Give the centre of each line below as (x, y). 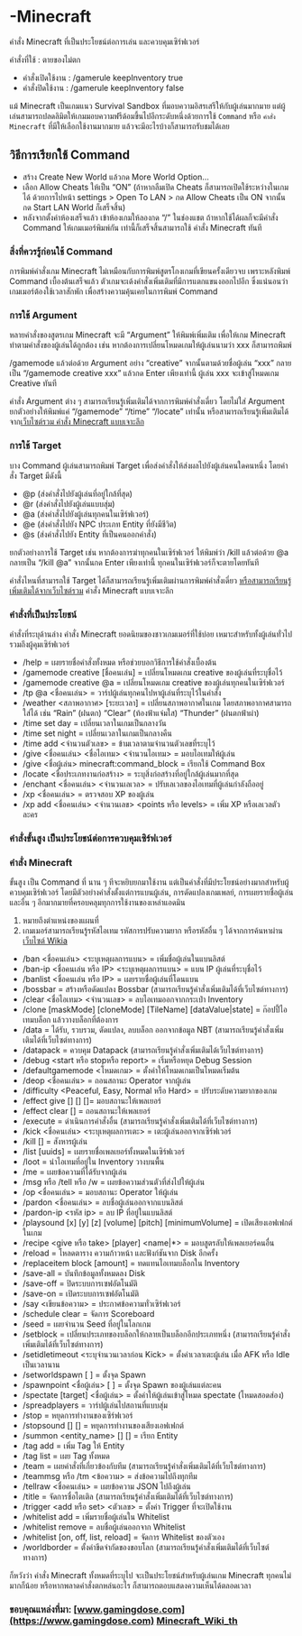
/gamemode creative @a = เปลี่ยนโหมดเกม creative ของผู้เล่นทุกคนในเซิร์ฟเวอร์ (154, 682)
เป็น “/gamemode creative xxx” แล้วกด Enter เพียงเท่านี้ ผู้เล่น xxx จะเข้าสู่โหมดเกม (144, 373)
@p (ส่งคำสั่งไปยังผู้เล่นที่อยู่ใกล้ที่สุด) (78, 493)
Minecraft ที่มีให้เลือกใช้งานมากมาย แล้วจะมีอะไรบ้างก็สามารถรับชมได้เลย (119, 126)
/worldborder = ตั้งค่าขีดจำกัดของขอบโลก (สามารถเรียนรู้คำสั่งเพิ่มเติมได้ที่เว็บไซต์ (146, 1548)
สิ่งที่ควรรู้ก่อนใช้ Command (61, 252)
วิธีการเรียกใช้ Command (70, 155)
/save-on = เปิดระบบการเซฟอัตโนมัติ (81, 1294)
